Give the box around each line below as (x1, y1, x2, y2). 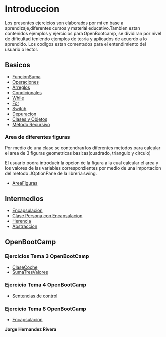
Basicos (5, 61, 31, 69)
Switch (12, 105, 27, 111)
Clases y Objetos (12, 116, 48, 122)
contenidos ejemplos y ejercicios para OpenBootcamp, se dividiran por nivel (5, 30, 162, 36)
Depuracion (12, 111, 37, 117)
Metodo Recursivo (12, 121, 50, 127)
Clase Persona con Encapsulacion (12, 212, 83, 219)
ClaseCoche (12, 264, 38, 270)
